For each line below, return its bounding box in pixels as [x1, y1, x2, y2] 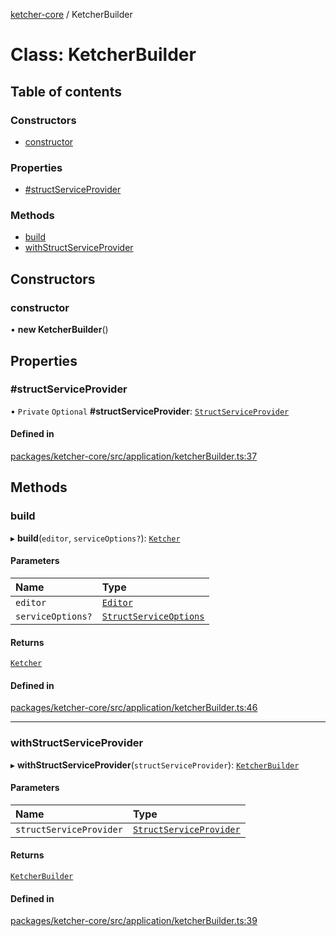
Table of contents [10, 83, 122, 100]
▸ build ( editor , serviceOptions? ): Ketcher [10, 532, 181, 544]
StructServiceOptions [101, 610, 205, 622]
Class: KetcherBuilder [10, 44, 197, 66]
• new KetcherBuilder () [10, 324, 109, 336]
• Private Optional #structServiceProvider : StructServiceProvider [10, 405, 290, 417]
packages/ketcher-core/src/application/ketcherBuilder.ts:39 [10, 915, 258, 927]
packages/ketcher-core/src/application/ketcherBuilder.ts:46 [10, 702, 258, 714]
